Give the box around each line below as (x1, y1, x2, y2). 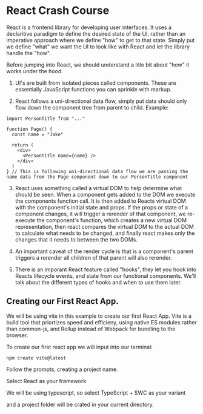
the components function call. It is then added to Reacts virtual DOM (15, 197, 186, 205)
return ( (12, 142, 34, 148)
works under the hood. (6, 67, 64, 74)
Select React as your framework (6, 377, 87, 384)
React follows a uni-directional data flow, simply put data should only (15, 97, 187, 105)
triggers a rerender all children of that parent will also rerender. (15, 254, 172, 261)
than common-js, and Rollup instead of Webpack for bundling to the (6, 325, 176, 332)
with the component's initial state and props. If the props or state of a (15, 203, 188, 211)
